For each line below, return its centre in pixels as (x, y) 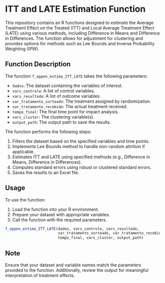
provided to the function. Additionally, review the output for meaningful (77, 270)
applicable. (23, 151)
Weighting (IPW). (22, 49)
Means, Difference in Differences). (47, 162)
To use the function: (25, 199)
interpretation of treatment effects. (40, 275)
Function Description (38, 64)
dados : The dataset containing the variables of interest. (67, 85)
